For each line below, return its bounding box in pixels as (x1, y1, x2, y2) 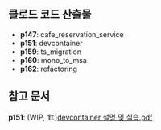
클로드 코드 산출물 (8, 7, 92, 22)
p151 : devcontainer (19, 38, 83, 48)
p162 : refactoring (19, 64, 78, 73)
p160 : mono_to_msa (19, 55, 87, 65)
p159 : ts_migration (19, 47, 82, 57)
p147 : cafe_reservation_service (19, 29, 124, 39)
